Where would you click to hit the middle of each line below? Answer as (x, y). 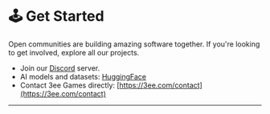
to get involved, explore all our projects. (74, 52)
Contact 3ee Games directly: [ (70, 85)
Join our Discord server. (60, 68)
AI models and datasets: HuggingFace (83, 76)
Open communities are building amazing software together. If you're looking (134, 44)
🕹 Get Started (56, 16)
